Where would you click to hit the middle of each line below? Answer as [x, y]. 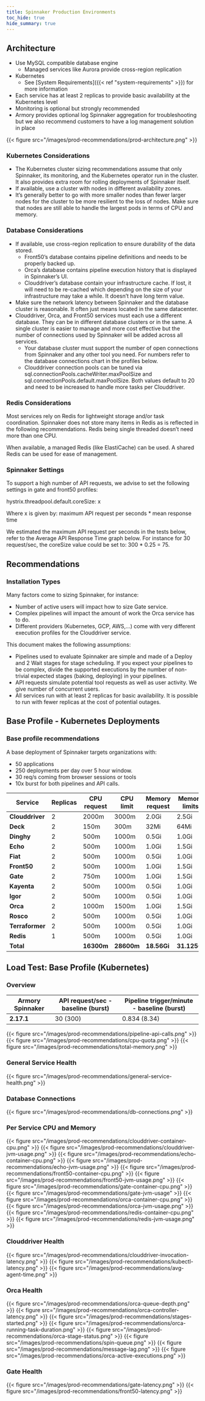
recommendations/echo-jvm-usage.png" [58, 1167]
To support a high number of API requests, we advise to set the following [98, 483]
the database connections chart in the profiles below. [91, 361]
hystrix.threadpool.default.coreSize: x [54, 501]
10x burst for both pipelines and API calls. [67, 783]
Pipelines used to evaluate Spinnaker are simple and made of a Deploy [104, 656]
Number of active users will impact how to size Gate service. [91, 607]
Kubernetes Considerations [48, 156]
